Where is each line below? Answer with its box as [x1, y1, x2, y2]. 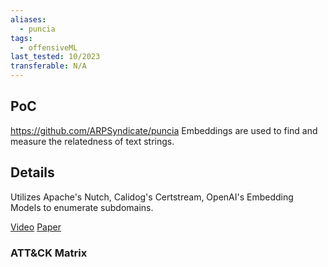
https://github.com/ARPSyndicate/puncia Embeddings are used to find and [10, 124, 318, 136]
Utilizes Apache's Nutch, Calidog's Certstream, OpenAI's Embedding [10, 191, 294, 203]
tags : [10, 33, 33, 43]
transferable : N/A [10, 61, 87, 71]
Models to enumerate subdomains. [10, 201, 154, 213]
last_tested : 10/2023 [10, 52, 101, 62]
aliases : [10, 14, 47, 25]
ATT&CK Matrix [10, 246, 88, 260]
